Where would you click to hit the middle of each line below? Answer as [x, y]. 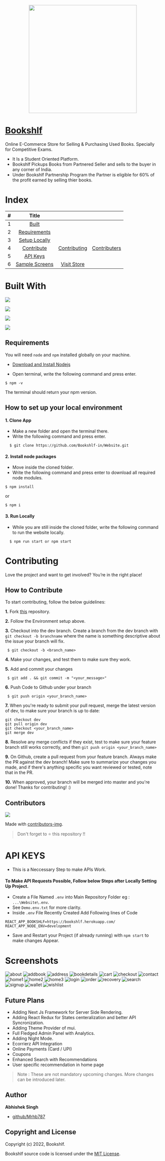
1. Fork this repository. [28, 612]
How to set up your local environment [64, 408]
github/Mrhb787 [29, 1117]
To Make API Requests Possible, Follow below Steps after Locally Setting [81, 881]
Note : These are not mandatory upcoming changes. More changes [85, 1075]
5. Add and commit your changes [39, 669]
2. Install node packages [31, 456]
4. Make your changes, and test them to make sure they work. [68, 659]
